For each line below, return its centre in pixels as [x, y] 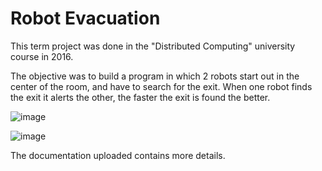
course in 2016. [42, 56]
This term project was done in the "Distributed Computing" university [153, 46]
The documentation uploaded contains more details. [118, 155]
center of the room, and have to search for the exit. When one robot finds [161, 86]
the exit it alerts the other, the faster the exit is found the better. [140, 97]
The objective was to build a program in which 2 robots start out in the [155, 76]
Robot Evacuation [85, 18]
